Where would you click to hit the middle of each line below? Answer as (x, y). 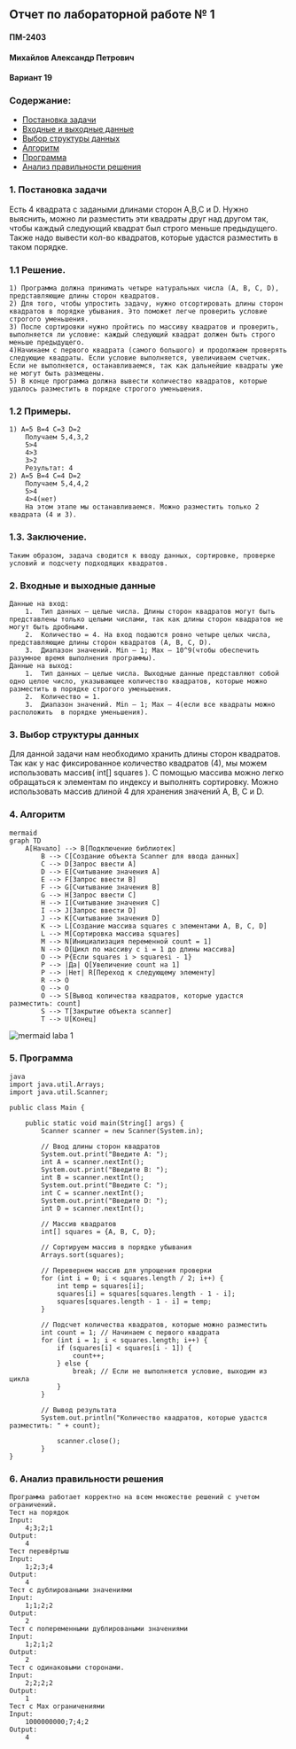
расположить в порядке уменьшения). (79, 712)
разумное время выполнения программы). (83, 658)
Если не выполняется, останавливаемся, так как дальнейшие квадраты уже (146, 366)
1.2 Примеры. (40, 411)
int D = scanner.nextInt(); (93, 1209)
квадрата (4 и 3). (43, 515)
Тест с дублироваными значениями (71, 1590)
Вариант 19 (31, 78)
